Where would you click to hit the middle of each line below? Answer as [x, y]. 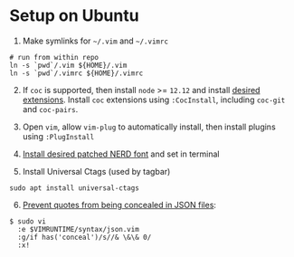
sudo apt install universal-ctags [75, 188]
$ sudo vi [28, 221]
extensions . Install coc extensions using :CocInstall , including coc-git [154, 100]
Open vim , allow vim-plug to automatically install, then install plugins [149, 127]
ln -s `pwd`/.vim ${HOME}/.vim [68, 65]
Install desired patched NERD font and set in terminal [121, 154]
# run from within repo [54, 57]
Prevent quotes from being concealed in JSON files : [119, 205]
